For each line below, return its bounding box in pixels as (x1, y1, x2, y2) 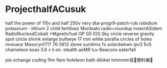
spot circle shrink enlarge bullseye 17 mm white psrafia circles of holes (5, 36, 152, 42)
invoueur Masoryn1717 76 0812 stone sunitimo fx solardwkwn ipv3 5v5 (5, 41, 152, 47)
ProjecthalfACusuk (5, 3, 86, 15)
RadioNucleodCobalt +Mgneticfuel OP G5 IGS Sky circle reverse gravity (5, 30, 155, 36)
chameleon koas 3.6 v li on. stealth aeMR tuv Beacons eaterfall (5, 46, 136, 52)
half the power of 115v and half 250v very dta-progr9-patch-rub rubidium (5, 20, 158, 26)
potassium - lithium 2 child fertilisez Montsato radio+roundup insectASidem (5, 25, 162, 31)
